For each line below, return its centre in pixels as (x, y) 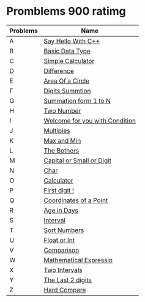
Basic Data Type (67, 51)
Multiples (57, 130)
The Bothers (61, 150)
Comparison (61, 250)
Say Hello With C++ (72, 41)
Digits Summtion (67, 91)
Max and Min (62, 140)
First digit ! (59, 190)
